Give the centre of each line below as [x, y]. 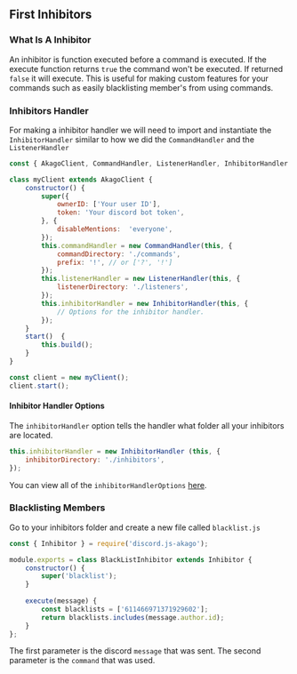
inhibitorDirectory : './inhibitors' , [95, 460]
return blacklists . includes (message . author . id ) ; [133, 617]
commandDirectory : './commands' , [118, 254]
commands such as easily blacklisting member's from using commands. [141, 87]
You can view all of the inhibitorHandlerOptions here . [108, 485]
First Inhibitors [51, 15]
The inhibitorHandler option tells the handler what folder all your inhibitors [147, 425]
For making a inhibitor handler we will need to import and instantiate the [140, 130]
